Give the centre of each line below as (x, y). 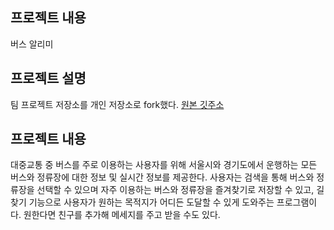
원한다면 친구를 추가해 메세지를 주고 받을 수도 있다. (122, 215)
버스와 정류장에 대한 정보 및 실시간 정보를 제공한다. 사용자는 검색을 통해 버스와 (162, 177)
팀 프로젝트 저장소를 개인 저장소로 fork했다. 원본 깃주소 (117, 104)
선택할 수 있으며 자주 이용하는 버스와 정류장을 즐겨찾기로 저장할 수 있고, (175, 190)
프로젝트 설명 (48, 78)
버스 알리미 (32, 44)
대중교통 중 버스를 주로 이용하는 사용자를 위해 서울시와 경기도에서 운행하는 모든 (164, 165)
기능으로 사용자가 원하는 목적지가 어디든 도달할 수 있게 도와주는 (151, 202)
